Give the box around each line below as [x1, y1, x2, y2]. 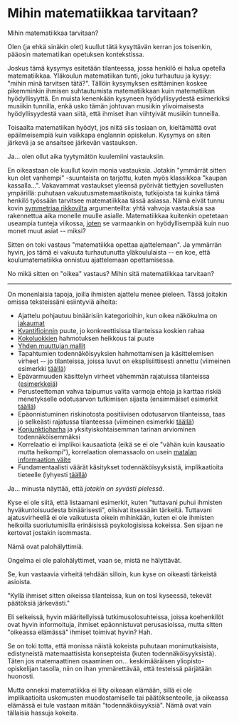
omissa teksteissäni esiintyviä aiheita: [7, 297, 117, 306]
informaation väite [17, 455, 71, 464]
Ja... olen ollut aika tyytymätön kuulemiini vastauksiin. [7, 152, 165, 160]
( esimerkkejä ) [17, 379, 58, 388]
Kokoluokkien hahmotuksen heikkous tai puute [17, 334, 154, 342]
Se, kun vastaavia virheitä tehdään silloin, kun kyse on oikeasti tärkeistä [7, 569, 217, 578]
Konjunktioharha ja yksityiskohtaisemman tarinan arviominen [17, 424, 196, 433]
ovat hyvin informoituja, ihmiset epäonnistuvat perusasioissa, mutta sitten [7, 620, 223, 628]
